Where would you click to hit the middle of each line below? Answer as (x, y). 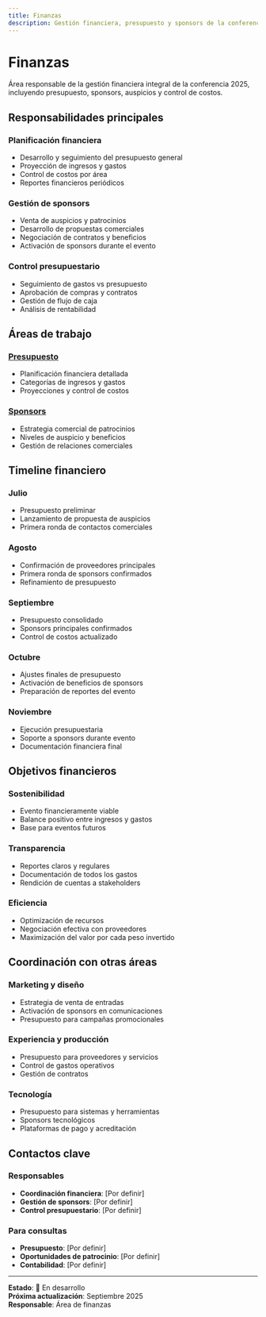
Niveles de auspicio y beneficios (72, 437)
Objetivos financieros (63, 771)
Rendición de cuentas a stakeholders (80, 883)
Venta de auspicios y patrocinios (73, 221)
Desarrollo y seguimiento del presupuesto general (101, 158)
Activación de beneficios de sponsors (82, 683)
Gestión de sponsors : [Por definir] (76, 1201)
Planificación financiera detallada (74, 374)
